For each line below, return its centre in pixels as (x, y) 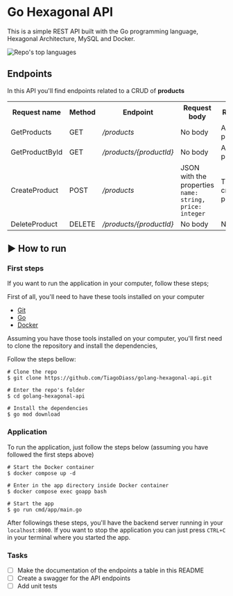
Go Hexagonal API (60, 12)
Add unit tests (37, 586)
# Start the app (31, 504)
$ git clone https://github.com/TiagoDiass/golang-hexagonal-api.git (110, 378)
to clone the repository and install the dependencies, (83, 346)
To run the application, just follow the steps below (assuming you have (108, 447)
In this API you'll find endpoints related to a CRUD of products (96, 90)
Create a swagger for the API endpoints (74, 578)
